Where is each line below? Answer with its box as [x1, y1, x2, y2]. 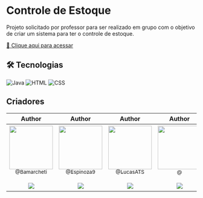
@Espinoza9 [65, 168, 95, 176]
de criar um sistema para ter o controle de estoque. [6, 30, 134, 37]
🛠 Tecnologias [6, 60, 63, 70]
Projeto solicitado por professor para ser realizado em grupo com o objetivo [6, 24, 195, 31]
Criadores [6, 97, 45, 107]
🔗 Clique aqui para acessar [6, 42, 74, 49]
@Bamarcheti [14, 168, 47, 176]
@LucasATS [115, 168, 145, 176]
